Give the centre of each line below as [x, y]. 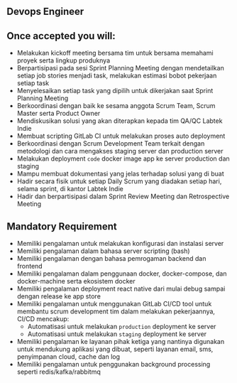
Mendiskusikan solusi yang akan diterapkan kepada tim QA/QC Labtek [120, 121]
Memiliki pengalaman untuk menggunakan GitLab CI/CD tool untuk [114, 304]
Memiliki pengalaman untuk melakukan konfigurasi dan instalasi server [120, 244]
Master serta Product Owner [59, 114]
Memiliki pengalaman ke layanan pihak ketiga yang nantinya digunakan [121, 342]
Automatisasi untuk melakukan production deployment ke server [122, 327]
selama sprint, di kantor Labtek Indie [70, 189]
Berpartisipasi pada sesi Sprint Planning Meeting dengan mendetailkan [120, 68]
